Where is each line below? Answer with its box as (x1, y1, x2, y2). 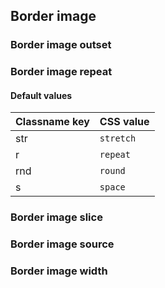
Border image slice (10, 210, 103, 224)
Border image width (10, 264, 108, 278)
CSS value (99, 115, 150, 129)
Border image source (10, 237, 115, 251)
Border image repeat (10, 65, 113, 79)
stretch (99, 133, 137, 144)
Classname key (15, 115, 90, 129)
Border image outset (10, 38, 112, 52)
